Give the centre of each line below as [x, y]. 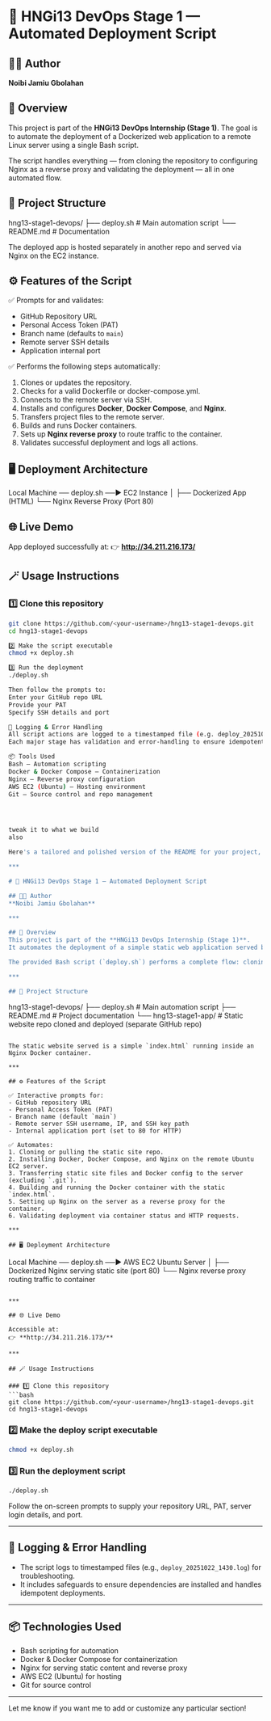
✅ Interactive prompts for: [56, 1095]
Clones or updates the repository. [75, 382]
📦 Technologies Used [65, 1627]
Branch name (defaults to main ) [71, 334]
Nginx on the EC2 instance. [54, 255]
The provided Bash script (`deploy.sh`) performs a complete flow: [124, 962]
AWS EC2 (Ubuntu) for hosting [71, 1676]
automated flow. [35, 178]
